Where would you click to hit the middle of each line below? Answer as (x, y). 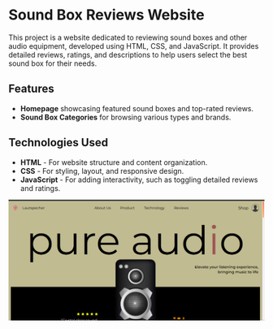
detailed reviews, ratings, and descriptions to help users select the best (128, 54)
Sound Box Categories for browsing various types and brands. (126, 117)
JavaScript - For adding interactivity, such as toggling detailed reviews (139, 180)
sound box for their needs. (53, 63)
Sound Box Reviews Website (106, 15)
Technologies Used (58, 143)
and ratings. (40, 188)
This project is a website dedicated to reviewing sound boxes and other (128, 37)
